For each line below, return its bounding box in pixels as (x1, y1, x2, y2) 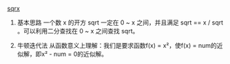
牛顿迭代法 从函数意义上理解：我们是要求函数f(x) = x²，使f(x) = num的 (17, 42, 217, 49)
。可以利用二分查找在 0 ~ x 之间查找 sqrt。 (17, 27, 139, 35)
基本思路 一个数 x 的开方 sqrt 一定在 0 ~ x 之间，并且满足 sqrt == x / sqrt (17, 18, 224, 27)
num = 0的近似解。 (53, 50, 108, 58)
